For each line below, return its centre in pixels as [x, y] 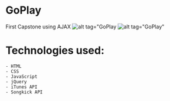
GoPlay [24, 10]
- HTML [14, 66]
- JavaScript [22, 76]
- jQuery [16, 82]
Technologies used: [55, 50]
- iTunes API [22, 87]
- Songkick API [24, 92]
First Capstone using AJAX [38, 27]
